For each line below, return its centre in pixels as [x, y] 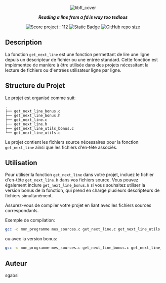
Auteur [16, 263]
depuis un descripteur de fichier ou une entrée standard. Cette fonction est [82, 59]
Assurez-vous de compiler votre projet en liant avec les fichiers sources [78, 205]
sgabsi [12, 275]
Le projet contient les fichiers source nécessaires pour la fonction [72, 142]
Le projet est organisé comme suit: [40, 98]
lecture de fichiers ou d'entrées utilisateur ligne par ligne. [63, 70]
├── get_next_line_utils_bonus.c [40, 128]
